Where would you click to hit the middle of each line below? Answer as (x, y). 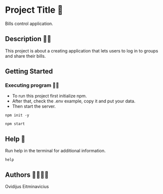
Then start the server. (34, 106)
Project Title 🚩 (34, 10)
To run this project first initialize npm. (49, 96)
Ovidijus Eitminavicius (27, 187)
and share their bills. (26, 56)
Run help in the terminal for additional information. (55, 151)
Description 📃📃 (28, 39)
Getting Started (29, 71)
